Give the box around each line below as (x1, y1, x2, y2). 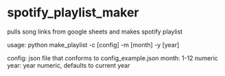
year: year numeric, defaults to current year (7, 61, 130, 69)
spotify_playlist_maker (7, 5, 139, 21)
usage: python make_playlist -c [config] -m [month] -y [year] (7, 40, 180, 49)
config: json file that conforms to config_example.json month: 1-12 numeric (7, 53, 218, 62)
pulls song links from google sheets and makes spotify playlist (7, 27, 183, 36)
